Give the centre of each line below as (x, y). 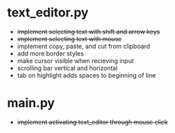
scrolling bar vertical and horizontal (68, 68)
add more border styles (50, 53)
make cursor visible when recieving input (75, 60)
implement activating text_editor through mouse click (92, 122)
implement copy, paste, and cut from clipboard (83, 46)
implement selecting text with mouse (69, 38)
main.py (31, 103)
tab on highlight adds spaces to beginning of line (86, 75)
